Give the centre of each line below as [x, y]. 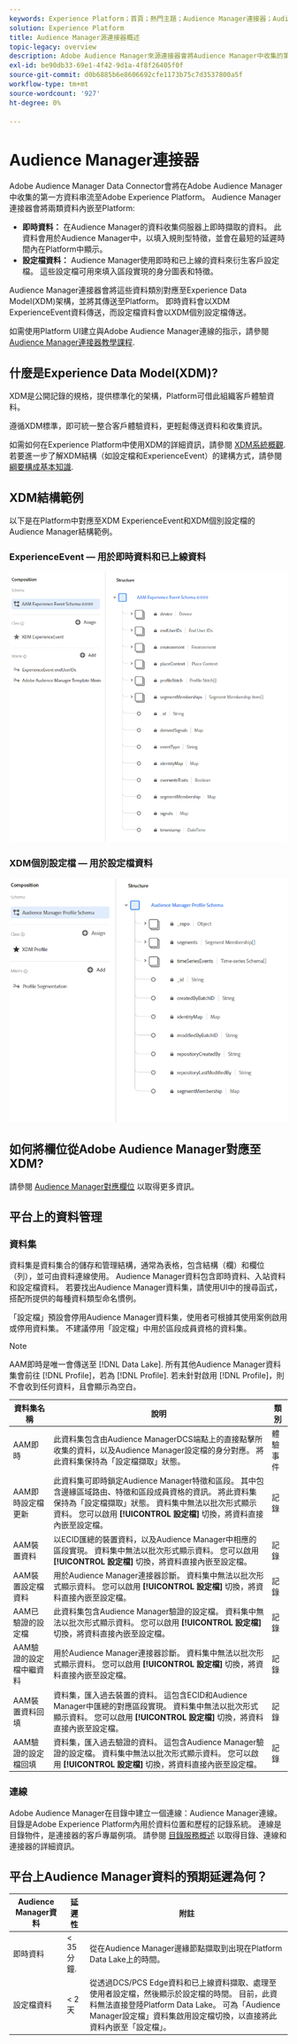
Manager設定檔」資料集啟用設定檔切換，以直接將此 [183, 2016]
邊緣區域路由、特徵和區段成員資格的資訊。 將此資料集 [159, 1492]
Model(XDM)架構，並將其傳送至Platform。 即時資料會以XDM [120, 301]
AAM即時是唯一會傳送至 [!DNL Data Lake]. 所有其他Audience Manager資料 [145, 1364]
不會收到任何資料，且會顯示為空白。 [75, 1386]
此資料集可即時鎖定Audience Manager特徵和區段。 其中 [154, 1481]
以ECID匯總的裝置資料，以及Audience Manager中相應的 [155, 1539]
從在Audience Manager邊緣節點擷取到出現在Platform [186, 1948]
